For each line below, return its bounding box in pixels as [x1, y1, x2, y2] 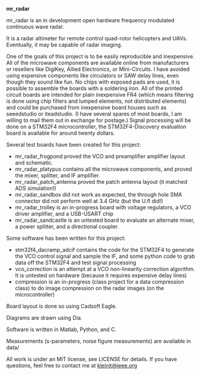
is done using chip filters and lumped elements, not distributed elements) [6, 97, 187, 105]
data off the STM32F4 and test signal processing [14, 259, 136, 266]
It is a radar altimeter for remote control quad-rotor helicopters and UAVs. [6, 35, 188, 41]
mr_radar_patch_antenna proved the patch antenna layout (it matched [14, 178, 188, 185]
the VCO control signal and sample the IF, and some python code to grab [14, 252, 196, 260]
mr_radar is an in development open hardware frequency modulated [6, 17, 175, 23]
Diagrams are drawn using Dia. [6, 314, 83, 321]
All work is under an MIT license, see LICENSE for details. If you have [6, 356, 177, 362]
